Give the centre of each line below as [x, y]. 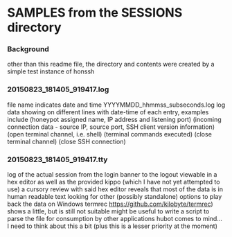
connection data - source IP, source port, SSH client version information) [111, 127]
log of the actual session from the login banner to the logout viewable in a [112, 175]
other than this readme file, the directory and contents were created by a [111, 64]
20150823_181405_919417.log [58, 89]
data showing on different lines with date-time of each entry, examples [108, 112]
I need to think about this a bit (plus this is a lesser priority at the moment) [113, 226]
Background [28, 49]
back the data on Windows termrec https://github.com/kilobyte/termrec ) [110, 204]
